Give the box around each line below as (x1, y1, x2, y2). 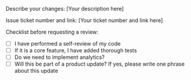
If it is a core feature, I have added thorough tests (14, 47, 137, 54)
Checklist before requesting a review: (5, 28, 99, 35)
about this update (14, 67, 58, 75)
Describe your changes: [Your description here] (5, 5, 124, 12)
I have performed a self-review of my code (14, 40, 121, 47)
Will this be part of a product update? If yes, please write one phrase (14, 60, 185, 68)
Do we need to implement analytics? (14, 54, 105, 61)
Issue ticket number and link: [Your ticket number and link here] (5, 17, 163, 23)
